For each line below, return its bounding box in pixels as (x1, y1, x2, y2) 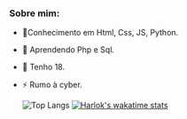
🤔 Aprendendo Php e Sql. (21, 44, 115, 55)
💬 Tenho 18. (21, 61, 65, 73)
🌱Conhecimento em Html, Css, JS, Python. (21, 28, 179, 38)
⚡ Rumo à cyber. (21, 79, 82, 91)
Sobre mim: (9, 7, 60, 20)
